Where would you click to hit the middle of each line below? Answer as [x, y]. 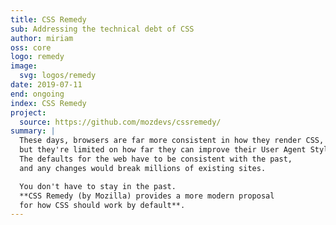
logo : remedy [37, 57]
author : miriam [42, 38]
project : [28, 112]
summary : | [33, 131]
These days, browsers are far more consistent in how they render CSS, [172, 141]
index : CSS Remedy [48, 103]
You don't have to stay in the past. [98, 186]
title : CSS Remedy [48, 19]
